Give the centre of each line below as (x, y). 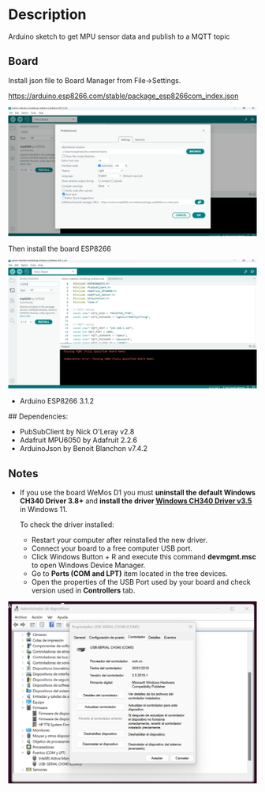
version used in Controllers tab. (83, 590)
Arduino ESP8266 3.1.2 (57, 401)
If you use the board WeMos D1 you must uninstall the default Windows (138, 493)
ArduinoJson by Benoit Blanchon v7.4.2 (84, 449)
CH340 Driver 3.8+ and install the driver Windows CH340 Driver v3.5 (136, 501)
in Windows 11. (43, 510)
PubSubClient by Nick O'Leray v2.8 (77, 432)
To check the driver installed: (67, 525)
